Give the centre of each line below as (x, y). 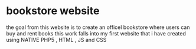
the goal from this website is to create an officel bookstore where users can (98, 27)
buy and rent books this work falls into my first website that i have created (96, 33)
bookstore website (53, 11)
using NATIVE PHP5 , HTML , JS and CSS (56, 40)
